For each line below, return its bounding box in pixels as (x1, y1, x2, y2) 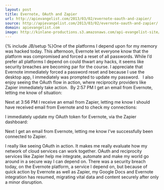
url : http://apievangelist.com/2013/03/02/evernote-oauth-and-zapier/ (5, 16, 152, 21)
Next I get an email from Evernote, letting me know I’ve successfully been (5, 129, 153, 134)
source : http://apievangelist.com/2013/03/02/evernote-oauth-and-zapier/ (5, 20, 159, 26)
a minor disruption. (5, 179, 43, 185)
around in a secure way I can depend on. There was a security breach (5, 159, 146, 164)
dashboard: (5, 119, 28, 125)
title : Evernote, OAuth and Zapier (5, 12, 78, 17)
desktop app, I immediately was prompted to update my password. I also (5, 74, 154, 80)
